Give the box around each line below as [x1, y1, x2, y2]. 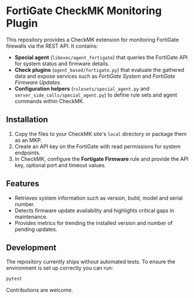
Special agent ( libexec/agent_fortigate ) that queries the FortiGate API [14, 54, 188, 61]
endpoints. [14, 149, 41, 156]
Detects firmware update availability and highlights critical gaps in [14, 207, 175, 214]
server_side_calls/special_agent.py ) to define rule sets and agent [14, 91, 178, 98]
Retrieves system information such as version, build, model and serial [14, 194, 183, 201]
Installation [6, 115, 48, 125]
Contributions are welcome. [6, 287, 73, 294]
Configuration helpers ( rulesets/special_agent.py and [14, 85, 150, 92]
